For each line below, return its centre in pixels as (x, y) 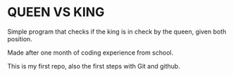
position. (20, 38)
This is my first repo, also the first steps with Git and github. (94, 66)
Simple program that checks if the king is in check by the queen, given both (117, 31)
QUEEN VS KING (56, 12)
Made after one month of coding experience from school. (90, 52)
